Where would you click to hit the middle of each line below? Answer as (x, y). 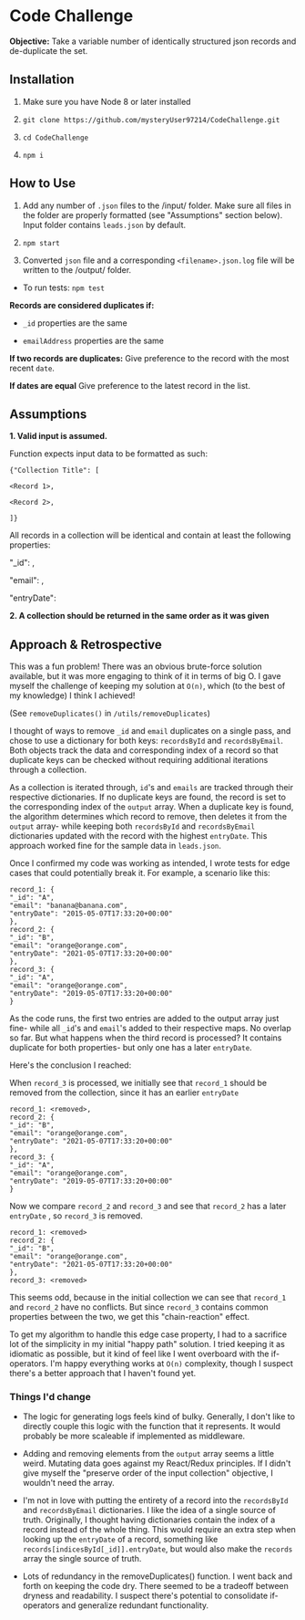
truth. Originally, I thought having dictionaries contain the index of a (149, 1520)
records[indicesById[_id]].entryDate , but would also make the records (158, 1549)
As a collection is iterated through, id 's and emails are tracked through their (152, 788)
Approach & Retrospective (86, 644)
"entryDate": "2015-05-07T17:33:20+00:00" (91, 914)
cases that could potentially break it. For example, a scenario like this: (140, 873)
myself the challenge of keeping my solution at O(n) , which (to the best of (147, 686)
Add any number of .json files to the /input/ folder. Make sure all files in (157, 205)
